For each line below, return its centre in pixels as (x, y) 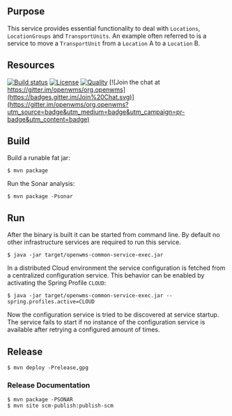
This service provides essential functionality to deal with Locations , (104, 28)
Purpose (26, 12)
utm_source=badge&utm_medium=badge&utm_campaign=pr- (96, 112)
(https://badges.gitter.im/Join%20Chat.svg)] (71, 96)
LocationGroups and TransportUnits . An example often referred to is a (107, 36)
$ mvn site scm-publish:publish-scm (60, 406)
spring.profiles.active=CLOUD (51, 302)
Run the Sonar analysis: (41, 184)
